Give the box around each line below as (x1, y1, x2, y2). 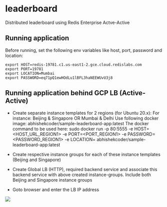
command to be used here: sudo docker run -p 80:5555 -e (12, 126, 133, 132)
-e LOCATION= (64, 136, 96, 142)
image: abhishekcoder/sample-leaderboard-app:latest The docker (12, 120, 149, 126)
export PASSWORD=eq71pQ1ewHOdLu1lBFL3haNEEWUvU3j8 (5, 75, 113, 80)
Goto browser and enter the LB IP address (12, 187, 99, 193)
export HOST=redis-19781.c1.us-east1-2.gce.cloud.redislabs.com (5, 62, 142, 67)
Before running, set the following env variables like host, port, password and (5, 47, 162, 53)
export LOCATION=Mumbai (5, 71, 55, 76)
